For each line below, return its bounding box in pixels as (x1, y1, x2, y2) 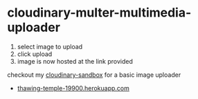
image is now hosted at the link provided (17, 57, 134, 65)
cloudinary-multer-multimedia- (7, 5, 192, 21)
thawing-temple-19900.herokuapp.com (17, 84, 130, 92)
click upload (17, 50, 53, 58)
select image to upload (17, 42, 83, 51)
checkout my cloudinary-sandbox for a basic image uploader (7, 71, 181, 79)
